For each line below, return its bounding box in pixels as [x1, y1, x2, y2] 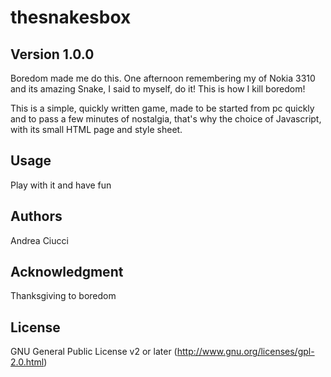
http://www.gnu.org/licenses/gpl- [176, 346, 315, 358]
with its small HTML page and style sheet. [10, 124, 183, 135]
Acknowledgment [10, 264, 124, 281]
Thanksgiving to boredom [10, 290, 117, 302]
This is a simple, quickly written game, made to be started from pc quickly [10, 102, 315, 114]
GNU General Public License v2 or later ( [10, 346, 178, 358]
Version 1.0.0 [10, 46, 95, 63]
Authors [10, 208, 63, 225]
